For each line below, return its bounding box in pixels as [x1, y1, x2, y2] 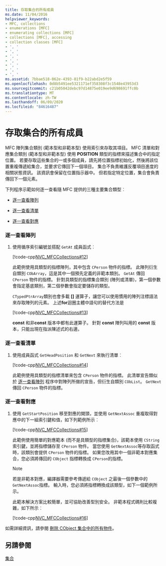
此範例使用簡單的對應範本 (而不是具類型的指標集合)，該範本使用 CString [12, 437, 160, 443]
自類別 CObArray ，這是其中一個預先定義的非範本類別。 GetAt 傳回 [12, 271, 145, 277]
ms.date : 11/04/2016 [5, 12, 48, 17]
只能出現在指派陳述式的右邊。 [21, 326, 82, 332]
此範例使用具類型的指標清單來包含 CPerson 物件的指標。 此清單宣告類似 [12, 372, 158, 378]
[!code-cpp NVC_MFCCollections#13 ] [12, 309, 88, 316]
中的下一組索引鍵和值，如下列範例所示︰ [16, 416, 100, 423]
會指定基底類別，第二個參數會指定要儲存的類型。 [12, 283, 112, 289]
